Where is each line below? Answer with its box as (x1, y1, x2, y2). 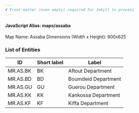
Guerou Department (68, 84, 115, 91)
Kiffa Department (68, 100, 108, 107)
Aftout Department (68, 68, 112, 75)
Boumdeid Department (68, 76, 122, 83)
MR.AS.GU (7, 84, 32, 91)
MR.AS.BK (7, 68, 31, 75)
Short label (37, 59, 64, 66)
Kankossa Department (68, 92, 121, 99)
